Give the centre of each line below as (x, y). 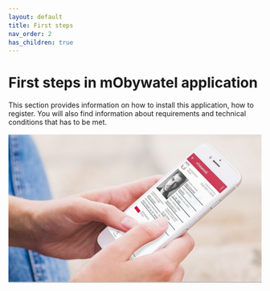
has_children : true (41, 42)
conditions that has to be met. (57, 122)
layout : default (35, 17)
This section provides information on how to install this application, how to (131, 105)
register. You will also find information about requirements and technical (127, 114)
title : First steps (41, 25)
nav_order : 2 (30, 34)
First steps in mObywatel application (133, 83)
